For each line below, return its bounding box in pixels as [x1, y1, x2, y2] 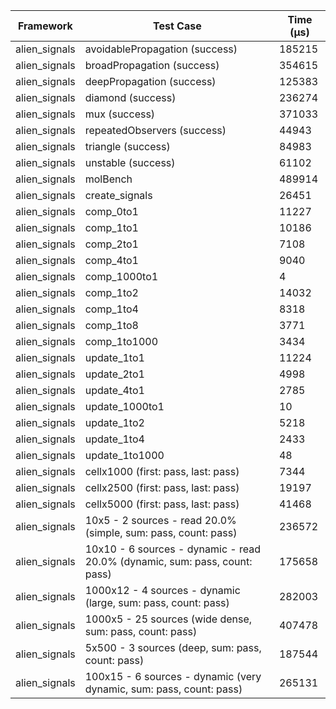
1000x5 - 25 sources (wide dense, [84, 612, 253, 626]
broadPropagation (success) [84, 59, 220, 72]
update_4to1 [84, 384, 145, 397]
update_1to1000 [84, 449, 165, 462]
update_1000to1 [84, 400, 165, 413]
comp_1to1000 [84, 335, 159, 348]
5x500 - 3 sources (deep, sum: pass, [84, 641, 262, 654]
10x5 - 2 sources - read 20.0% [84, 514, 237, 527]
